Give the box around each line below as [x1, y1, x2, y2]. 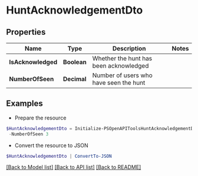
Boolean [62, 58, 87, 66]
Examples [6, 98, 43, 109]
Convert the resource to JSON [14, 142, 88, 149]
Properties [6, 27, 46, 37]
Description [112, 45, 146, 52]
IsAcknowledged [9, 58, 58, 66]
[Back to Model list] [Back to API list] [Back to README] [6, 164, 141, 171]
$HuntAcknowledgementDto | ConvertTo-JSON [6, 153, 112, 159]
